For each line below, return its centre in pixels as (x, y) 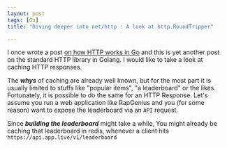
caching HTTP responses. (45, 67)
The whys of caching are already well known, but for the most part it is (109, 81)
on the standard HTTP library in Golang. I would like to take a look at (105, 60)
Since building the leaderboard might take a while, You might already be (112, 124)
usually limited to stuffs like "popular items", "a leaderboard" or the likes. (112, 88)
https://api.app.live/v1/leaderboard (62, 138)
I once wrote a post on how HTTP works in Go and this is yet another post (113, 52)
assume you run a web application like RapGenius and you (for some (106, 103)
